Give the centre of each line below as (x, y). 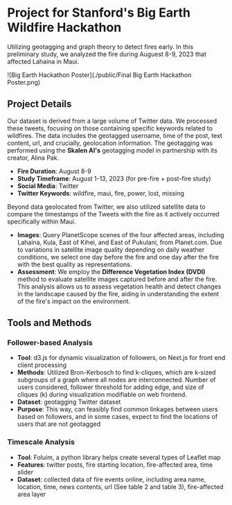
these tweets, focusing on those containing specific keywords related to (110, 128)
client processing (42, 365)
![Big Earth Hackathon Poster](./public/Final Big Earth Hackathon (99, 75)
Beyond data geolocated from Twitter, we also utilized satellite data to (106, 207)
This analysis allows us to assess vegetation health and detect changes (119, 286)
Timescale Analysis (41, 442)
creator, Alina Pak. (33, 157)
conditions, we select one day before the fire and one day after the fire (118, 257)
